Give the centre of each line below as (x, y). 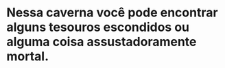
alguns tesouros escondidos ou (98, 27)
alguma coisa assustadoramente (102, 42)
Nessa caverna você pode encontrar (112, 13)
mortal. (28, 57)
